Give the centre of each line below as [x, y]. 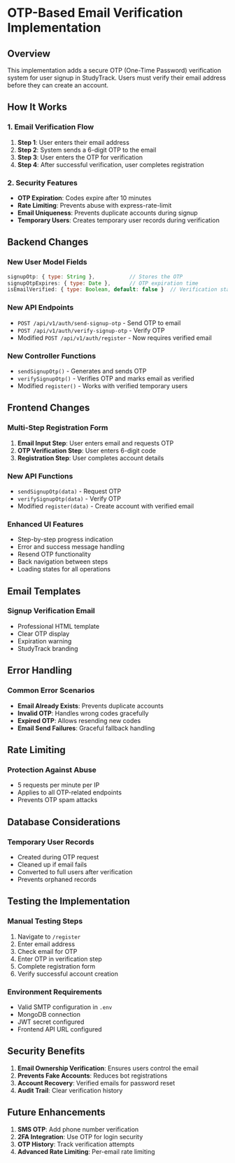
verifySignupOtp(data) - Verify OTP [69, 499]
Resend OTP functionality [54, 555]
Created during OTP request [58, 857]
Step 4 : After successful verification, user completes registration [111, 164]
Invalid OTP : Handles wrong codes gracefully [83, 713]
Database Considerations [64, 822]
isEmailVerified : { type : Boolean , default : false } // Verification [112, 290]
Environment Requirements [55, 992]
